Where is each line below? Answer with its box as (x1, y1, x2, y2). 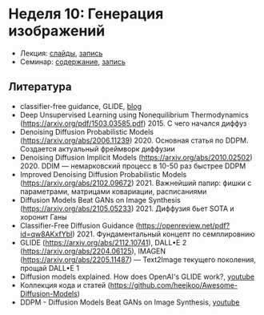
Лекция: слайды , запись (19, 48, 103, 58)
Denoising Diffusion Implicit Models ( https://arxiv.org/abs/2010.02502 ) (19, 152, 254, 162)
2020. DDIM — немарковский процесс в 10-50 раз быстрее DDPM (19, 161, 246, 171)
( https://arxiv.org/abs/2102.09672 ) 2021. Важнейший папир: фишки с (19, 178, 252, 188)
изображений (8, 22, 106, 40)
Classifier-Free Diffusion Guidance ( (19, 220, 138, 230)
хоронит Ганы (19, 212, 67, 221)
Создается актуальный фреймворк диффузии (19, 143, 176, 153)
